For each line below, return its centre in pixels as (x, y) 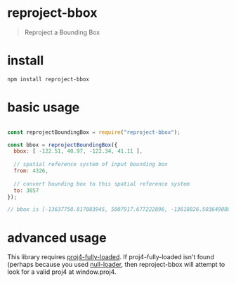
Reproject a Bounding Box (62, 32)
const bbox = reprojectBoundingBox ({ (63, 145)
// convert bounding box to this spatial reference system (102, 184)
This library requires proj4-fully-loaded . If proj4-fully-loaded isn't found (111, 257)
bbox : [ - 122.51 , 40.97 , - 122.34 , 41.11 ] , (78, 151)
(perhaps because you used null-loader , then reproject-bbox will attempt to (116, 265)
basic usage (44, 107)
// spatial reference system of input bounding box (91, 165)
